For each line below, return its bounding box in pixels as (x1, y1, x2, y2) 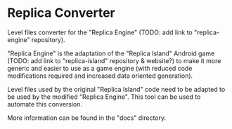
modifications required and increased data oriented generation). (7, 72, 193, 80)
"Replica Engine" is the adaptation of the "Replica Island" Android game (7, 49, 215, 57)
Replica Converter (7, 5, 115, 21)
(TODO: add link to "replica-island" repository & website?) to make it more (7, 56, 221, 64)
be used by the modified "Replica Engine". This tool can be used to (7, 93, 201, 101)
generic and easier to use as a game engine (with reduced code (7, 64, 193, 72)
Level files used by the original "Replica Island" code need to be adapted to (7, 85, 226, 93)
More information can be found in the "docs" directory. (7, 114, 167, 122)
